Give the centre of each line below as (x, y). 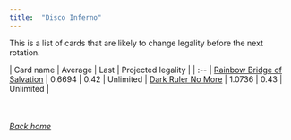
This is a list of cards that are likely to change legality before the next (137, 43)
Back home (30, 127)
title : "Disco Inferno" (56, 17)
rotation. (25, 52)
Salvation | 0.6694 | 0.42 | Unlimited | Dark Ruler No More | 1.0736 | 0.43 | (146, 79)
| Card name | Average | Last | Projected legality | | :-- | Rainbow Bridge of (145, 70)
